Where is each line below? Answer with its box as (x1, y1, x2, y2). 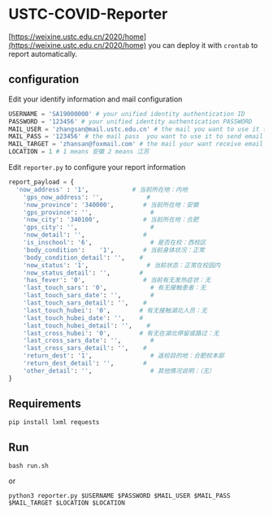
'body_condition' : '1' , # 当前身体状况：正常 (23, 245, 206, 254)
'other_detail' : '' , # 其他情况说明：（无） (23, 366, 215, 374)
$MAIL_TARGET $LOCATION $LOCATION (8, 499, 126, 508)
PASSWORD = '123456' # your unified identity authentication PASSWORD (8, 117, 253, 126)
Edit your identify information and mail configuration (8, 94, 183, 104)
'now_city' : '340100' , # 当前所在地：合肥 (23, 216, 199, 224)
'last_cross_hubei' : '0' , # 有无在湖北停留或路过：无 (23, 329, 219, 337)
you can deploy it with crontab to (148, 40, 258, 50)
